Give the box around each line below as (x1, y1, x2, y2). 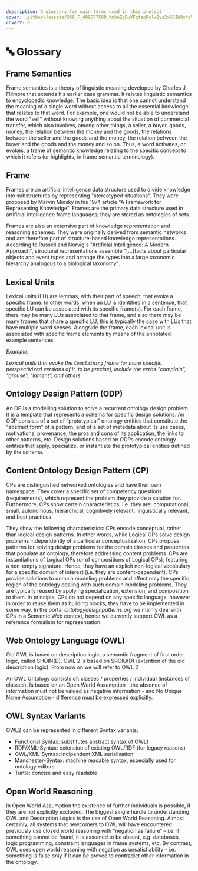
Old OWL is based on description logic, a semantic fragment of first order (6, 651, 184, 658)
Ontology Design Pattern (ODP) (6, 389, 123, 399)
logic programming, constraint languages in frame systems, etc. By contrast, (6, 840, 192, 847)
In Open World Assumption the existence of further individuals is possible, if (6, 802, 191, 809)
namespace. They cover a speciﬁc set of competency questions (6, 487, 162, 495)
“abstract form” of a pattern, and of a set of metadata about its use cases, (6, 423, 186, 430)
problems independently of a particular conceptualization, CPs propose (6, 537, 180, 544)
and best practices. (6, 513, 53, 520)
